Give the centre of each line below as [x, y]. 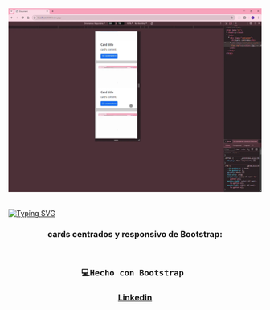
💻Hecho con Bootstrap [133, 273]
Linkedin [135, 298]
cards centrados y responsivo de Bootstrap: [135, 235]
